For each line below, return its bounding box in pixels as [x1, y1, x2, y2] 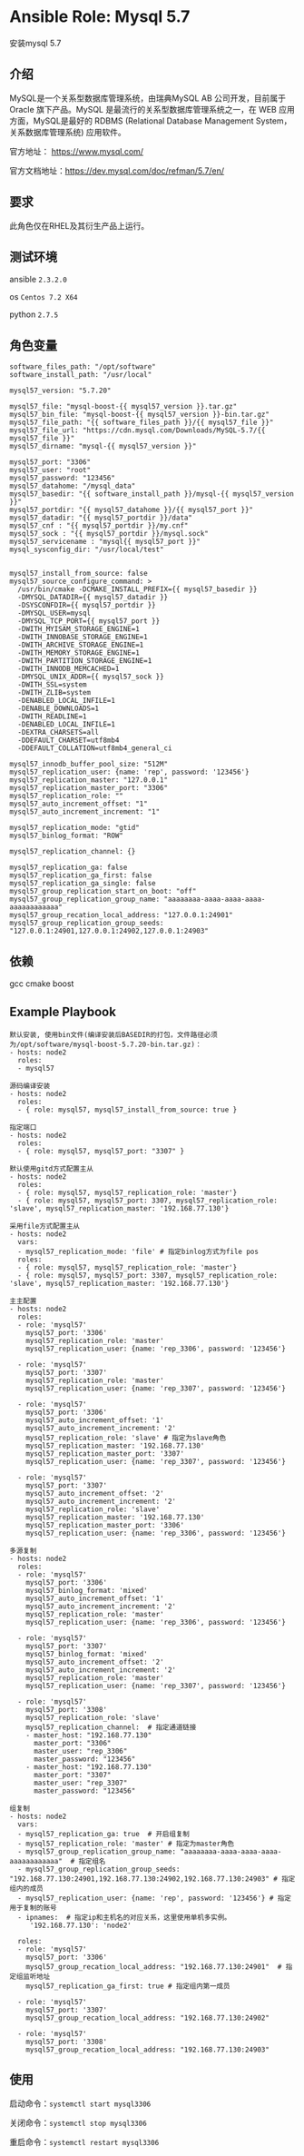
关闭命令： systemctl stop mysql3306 [9, 2117, 147, 2128]
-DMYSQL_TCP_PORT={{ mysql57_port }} [17, 617, 161, 626]
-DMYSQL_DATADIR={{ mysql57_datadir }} [17, 593, 169, 602]
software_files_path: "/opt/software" [9, 362, 156, 371]
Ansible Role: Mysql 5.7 [9, 6, 191, 27]
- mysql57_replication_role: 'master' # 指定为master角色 [17, 1839, 234, 1848]
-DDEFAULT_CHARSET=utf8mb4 [17, 736, 120, 746]
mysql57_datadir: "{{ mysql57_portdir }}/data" [9, 513, 193, 523]
